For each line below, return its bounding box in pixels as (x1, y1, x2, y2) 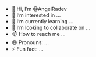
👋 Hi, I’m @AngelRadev (11, 6, 67, 12)
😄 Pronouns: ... (11, 39, 49, 46)
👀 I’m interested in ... (11, 12, 61, 19)
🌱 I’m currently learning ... (11, 18, 74, 24)
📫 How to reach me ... (11, 31, 66, 37)
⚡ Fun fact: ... (11, 45, 44, 52)
